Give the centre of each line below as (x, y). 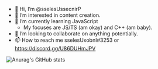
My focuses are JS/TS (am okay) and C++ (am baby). (88, 27)
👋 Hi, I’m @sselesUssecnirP (48, 9)
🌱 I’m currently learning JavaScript (56, 21)
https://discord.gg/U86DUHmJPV (55, 48)
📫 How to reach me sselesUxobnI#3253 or (67, 40)
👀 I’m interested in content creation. (57, 15)
